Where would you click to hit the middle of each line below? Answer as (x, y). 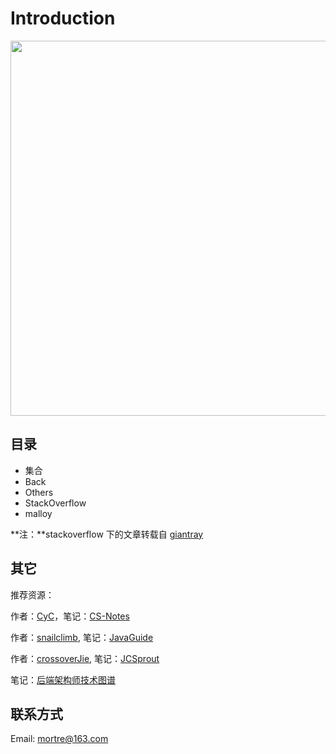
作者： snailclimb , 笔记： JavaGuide (82, 637)
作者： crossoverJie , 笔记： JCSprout (85, 658)
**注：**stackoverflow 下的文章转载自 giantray (107, 534)
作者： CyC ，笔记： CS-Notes (70, 616)
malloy (38, 513)
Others (39, 492)
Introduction (63, 18)
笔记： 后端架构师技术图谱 (63, 679)
